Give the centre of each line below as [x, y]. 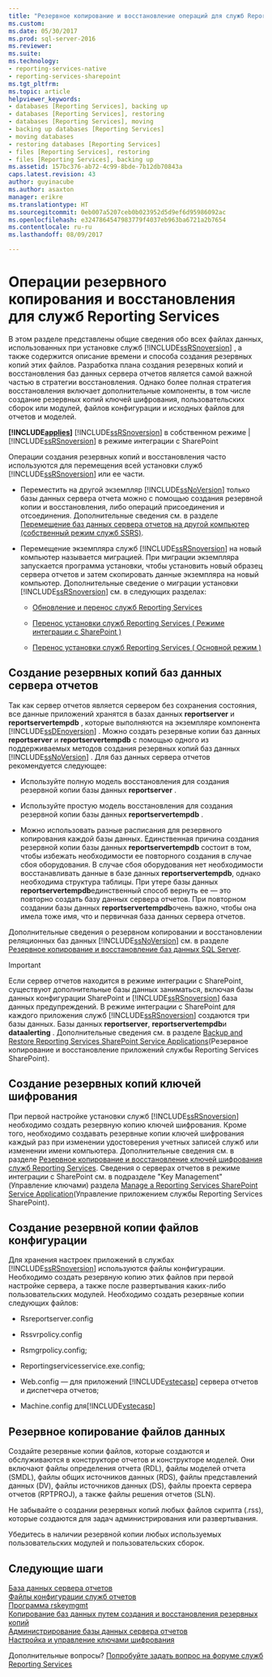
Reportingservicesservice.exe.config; [83, 1366]
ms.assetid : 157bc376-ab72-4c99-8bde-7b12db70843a [96, 167]
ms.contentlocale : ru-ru [50, 227]
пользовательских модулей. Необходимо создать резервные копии [126, 1295]
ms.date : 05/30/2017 [43, 31]
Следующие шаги [56, 1569]
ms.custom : [27, 24]
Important [25, 965]
